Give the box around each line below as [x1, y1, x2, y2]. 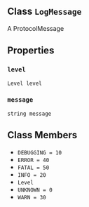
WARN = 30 [17, 194, 47, 201]
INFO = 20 [17, 171, 47, 178]
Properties [7, 45, 55, 57]
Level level [7, 80, 42, 87]
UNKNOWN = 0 [17, 186, 53, 194]
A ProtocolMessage [7, 24, 64, 32]
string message [7, 110, 52, 117]
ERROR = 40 [17, 156, 50, 163]
